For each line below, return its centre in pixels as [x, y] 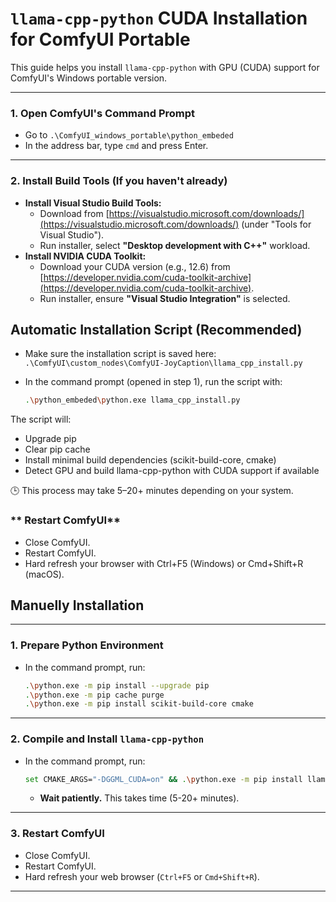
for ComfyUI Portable [100, 39]
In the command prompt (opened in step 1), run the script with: [153, 382]
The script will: [41, 419]
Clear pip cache [57, 449]
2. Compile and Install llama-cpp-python [107, 739]
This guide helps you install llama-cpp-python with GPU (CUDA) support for [165, 67]
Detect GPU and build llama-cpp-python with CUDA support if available [172, 471]
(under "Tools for [276, 224]
